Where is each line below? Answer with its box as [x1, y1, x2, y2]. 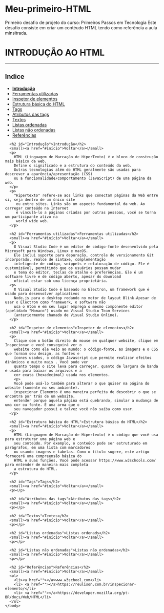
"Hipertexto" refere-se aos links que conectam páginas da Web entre [14, 193, 159, 198]
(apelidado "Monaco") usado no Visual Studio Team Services [5, 308, 130, 313]
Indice [5, 72, 24, 81]
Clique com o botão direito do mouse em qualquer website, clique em [14, 338, 159, 343]
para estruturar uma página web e [5, 436, 76, 442]
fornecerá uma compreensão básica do [5, 453, 82, 459]
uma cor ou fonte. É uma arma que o [5, 402, 80, 407]
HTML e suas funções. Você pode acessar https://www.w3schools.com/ [14, 458, 156, 463]
